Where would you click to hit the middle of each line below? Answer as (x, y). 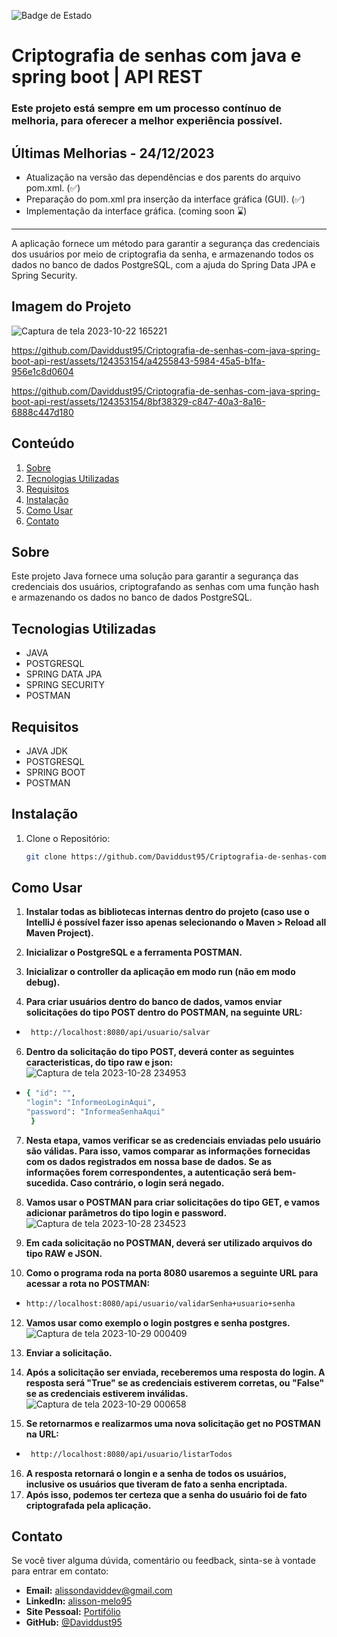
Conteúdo (43, 443)
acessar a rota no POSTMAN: (88, 1283)
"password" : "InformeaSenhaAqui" (95, 1112)
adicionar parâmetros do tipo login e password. (126, 1212)
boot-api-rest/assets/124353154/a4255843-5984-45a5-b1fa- (138, 361)
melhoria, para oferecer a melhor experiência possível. (147, 121)
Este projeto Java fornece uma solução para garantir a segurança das (155, 576)
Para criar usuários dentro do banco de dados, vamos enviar (154, 1002)
